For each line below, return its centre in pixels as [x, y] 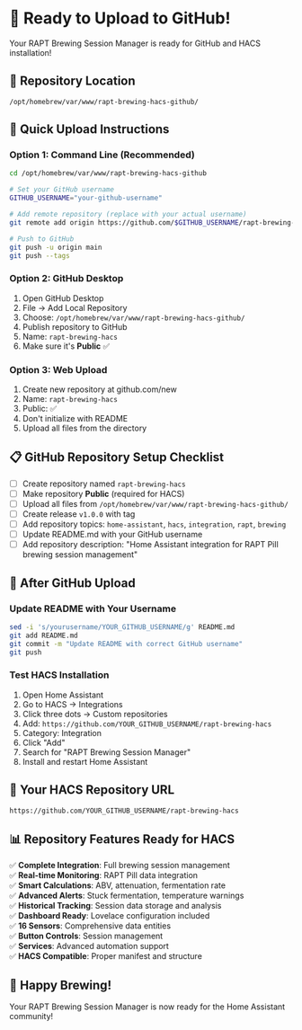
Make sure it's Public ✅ [66, 346]
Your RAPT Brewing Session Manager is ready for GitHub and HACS [135, 43]
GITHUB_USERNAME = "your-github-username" [86, 198]
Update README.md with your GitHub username [112, 535]
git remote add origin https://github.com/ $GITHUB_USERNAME [124, 222]
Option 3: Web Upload [58, 369]
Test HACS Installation [59, 675]
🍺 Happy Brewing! [61, 985]
